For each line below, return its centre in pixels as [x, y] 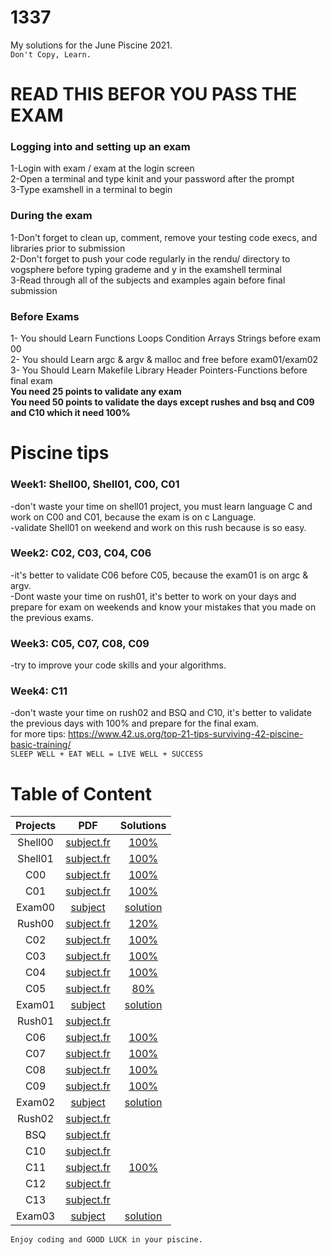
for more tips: [38, 734]
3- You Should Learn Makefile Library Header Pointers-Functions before [159, 370]
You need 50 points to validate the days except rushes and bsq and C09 [162, 402]
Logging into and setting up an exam [100, 147]
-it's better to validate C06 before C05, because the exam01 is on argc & [159, 575]
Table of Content [81, 793]
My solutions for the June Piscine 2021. [91, 45]
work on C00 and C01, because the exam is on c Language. [133, 517]
